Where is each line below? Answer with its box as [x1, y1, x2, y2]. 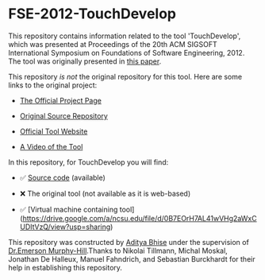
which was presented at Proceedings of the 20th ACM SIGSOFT [8, 39, 217, 49]
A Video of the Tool [19, 142, 83, 151]
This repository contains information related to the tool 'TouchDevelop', [8, 31, 241, 41]
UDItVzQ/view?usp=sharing [19, 222, 111, 231]
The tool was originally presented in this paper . [8, 56, 162, 66]
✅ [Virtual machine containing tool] [19, 204, 135, 214]
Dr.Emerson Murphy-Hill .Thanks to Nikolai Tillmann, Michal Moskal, [8, 246, 228, 255]
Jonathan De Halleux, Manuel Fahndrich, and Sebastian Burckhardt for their [8, 254, 255, 263]
